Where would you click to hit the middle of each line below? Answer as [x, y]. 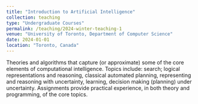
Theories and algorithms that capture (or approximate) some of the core [95, 62]
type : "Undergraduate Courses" [45, 23]
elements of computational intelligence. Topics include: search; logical [93, 69]
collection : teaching [33, 17]
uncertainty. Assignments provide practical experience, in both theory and [98, 88]
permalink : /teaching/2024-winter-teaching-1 [64, 29]
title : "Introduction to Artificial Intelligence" [71, 12]
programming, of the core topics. [47, 94]
